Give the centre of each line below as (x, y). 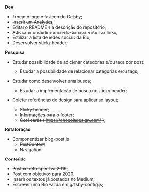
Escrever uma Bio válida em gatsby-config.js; (58, 184)
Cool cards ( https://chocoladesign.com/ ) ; (62, 120)
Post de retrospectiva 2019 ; (40, 169)
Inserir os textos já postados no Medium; (53, 179)
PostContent (32, 144)
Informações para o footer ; (47, 115)
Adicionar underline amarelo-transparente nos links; (65, 32)
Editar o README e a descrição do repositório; (59, 27)
